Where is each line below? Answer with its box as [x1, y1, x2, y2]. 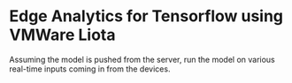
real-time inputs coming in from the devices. [9, 64, 171, 74]
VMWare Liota [9, 25, 116, 45]
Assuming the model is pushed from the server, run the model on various [9, 54, 276, 64]
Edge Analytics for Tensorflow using [9, 6, 284, 26]
